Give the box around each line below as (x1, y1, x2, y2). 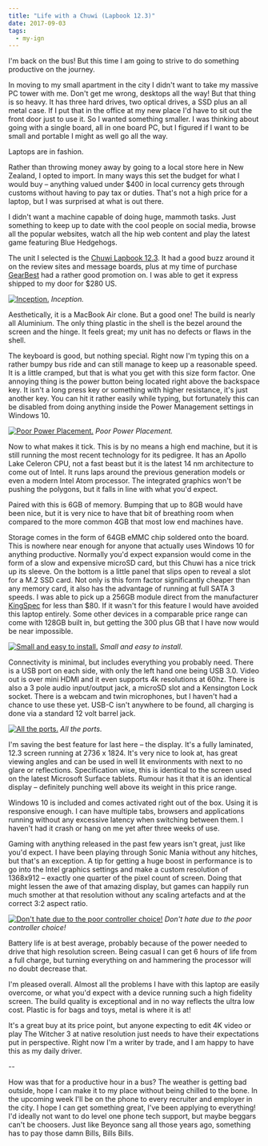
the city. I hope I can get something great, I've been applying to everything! (8, 1103, 256, 1112)
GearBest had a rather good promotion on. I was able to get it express (8, 270, 238, 280)
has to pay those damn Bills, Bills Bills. (8, 1128, 134, 1138)
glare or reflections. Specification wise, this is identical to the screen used (8, 766, 252, 775)
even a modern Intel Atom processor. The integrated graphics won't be (8, 476, 242, 486)
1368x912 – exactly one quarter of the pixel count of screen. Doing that (8, 873, 242, 883)
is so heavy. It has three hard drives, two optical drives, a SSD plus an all (8, 97, 248, 107)
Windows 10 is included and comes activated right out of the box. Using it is (8, 798, 258, 807)
